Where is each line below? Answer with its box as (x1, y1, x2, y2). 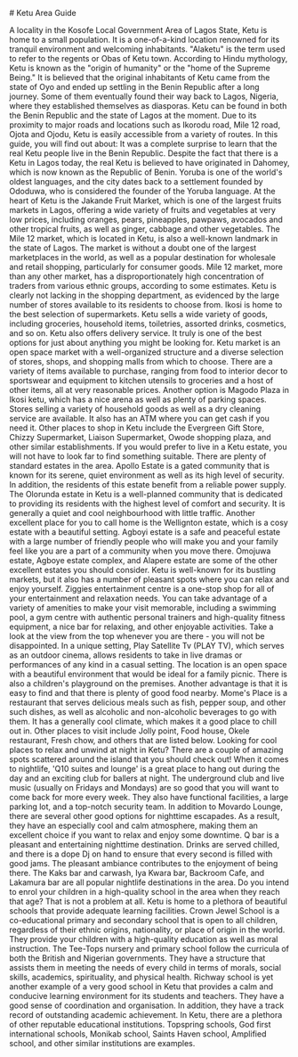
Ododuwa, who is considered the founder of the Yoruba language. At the (9, 186, 276, 196)
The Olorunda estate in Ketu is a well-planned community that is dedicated (9, 489, 283, 499)
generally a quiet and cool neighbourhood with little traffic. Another (9, 508, 256, 518)
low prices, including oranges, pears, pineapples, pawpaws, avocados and (9, 214, 283, 225)
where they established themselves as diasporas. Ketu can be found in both (9, 101, 287, 111)
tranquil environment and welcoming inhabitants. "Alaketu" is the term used (9, 44, 286, 54)
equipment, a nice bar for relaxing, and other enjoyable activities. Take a (9, 621, 274, 632)
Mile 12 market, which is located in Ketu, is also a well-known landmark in (9, 234, 278, 243)
